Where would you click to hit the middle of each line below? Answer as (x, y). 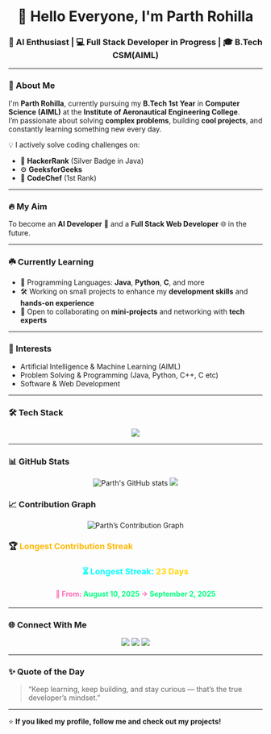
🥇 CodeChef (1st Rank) (58, 177)
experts (33, 320)
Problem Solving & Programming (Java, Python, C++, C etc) (119, 375)
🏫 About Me (32, 85)
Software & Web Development (70, 383)
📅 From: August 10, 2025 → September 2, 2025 (135, 594)
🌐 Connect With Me (48, 624)
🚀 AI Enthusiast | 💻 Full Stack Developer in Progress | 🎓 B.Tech (135, 42)
